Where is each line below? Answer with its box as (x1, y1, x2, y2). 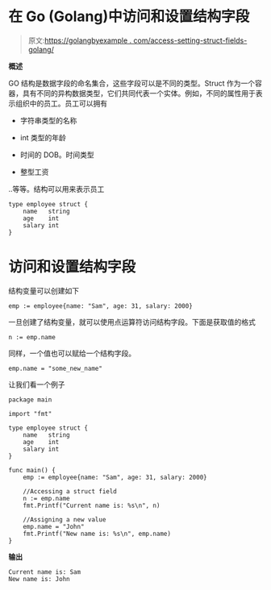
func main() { (8, 466, 56, 474)
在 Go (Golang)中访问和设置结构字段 (8, 7, 250, 26)
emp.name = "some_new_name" (8, 364, 103, 372)
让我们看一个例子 (8, 380, 65, 389)
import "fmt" (8, 409, 52, 418)
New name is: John (8, 575, 70, 583)
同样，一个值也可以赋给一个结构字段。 (8, 348, 135, 358)
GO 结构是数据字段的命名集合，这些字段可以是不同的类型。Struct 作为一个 (8, 78, 256, 88)
